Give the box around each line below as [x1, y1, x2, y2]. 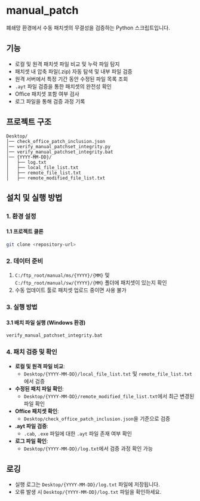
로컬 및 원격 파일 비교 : [14, 362, 66, 369]
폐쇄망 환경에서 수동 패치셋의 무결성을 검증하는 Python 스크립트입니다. [6, 24, 170, 31]
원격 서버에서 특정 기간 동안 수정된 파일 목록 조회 [14, 75, 128, 83]
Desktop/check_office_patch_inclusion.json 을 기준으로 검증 [23, 415, 171, 422]
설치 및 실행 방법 [6, 193, 63, 203]
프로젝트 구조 [6, 117, 52, 127]
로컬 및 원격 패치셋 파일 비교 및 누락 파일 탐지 [14, 60, 120, 68]
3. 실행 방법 [6, 303, 38, 311]
